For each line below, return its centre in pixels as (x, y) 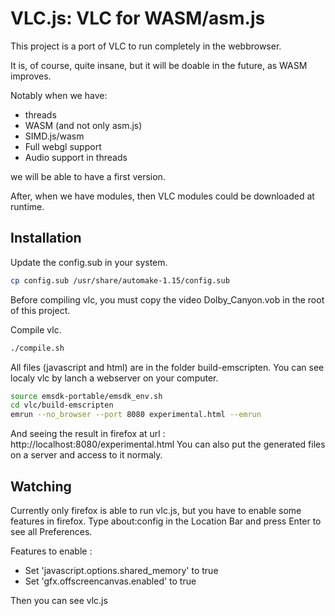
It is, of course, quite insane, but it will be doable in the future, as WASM (159, 65)
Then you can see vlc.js (59, 600)
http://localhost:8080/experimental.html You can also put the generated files (168, 444)
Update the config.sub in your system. (89, 262)
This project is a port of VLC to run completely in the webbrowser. (146, 46)
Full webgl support (63, 146)
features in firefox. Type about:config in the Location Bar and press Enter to (166, 521)
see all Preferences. (51, 531)
